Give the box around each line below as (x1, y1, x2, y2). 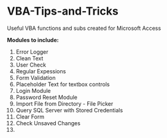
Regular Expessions (15, 67, 66, 74)
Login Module (15, 87, 51, 94)
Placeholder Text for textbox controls (15, 81, 110, 88)
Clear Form (15, 113, 45, 120)
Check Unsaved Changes (15, 119, 80, 126)
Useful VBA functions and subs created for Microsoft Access (7, 24, 161, 32)
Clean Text (15, 54, 44, 62)
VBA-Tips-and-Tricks (7, 4, 118, 18)
